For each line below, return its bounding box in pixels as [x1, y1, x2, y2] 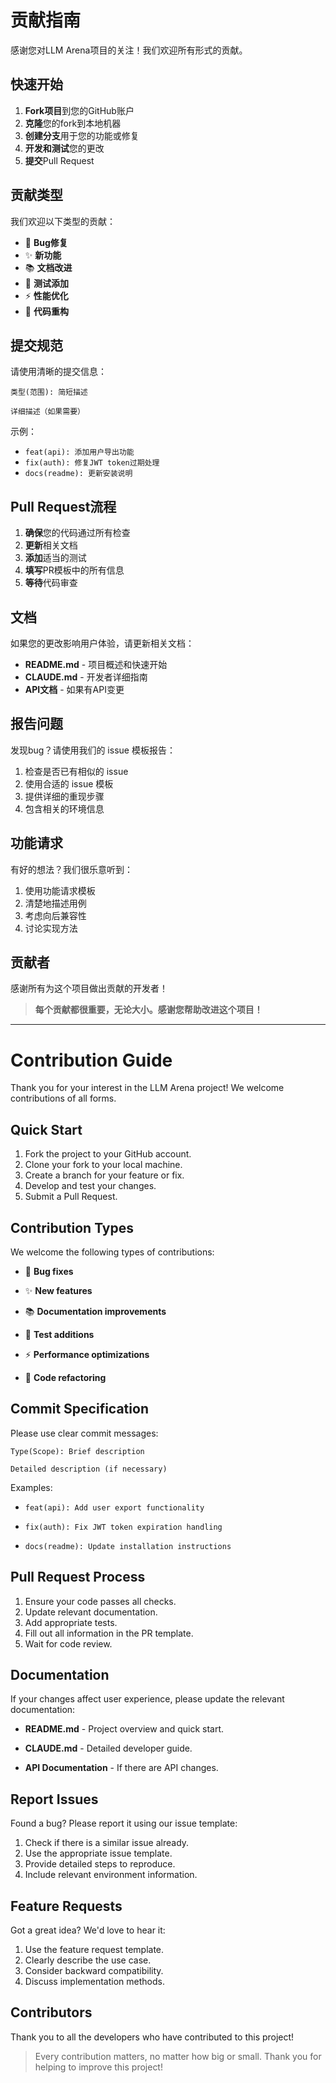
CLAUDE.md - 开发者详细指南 [24, 671, 148, 683]
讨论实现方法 [24, 922, 78, 934]
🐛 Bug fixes [24, 1266, 74, 1277]
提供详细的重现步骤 [24, 790, 105, 802]
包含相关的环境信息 [24, 802, 105, 815]
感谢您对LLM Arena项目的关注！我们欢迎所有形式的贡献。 [10, 44, 248, 56]
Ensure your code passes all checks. [24, 1595, 177, 1607]
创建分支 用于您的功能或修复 [24, 129, 140, 141]
